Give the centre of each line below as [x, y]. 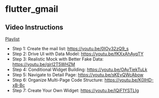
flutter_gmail [32, 9]
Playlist [12, 39]
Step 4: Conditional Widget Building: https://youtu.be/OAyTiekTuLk [80, 69]
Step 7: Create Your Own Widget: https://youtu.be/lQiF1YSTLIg [76, 90]
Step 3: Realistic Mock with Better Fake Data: [58, 59]
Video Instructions [34, 27]
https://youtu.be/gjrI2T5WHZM [44, 64]
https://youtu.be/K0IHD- [129, 80]
